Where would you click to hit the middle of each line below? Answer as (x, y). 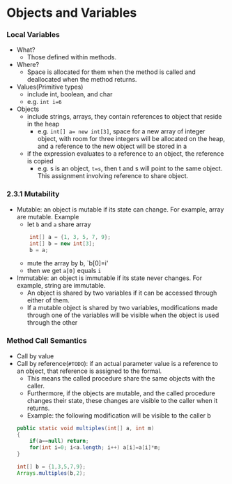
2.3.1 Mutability (33, 194)
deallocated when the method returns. (82, 80)
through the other (52, 323)
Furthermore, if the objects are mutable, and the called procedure (121, 393)
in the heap (43, 124)
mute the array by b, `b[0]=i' (68, 263)
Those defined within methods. (72, 57)
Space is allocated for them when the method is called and (111, 72)
